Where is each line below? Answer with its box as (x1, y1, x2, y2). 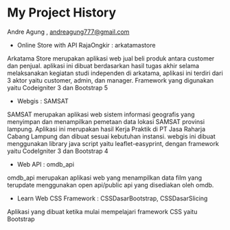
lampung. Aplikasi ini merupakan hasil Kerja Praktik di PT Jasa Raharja (7, 125, 206, 133)
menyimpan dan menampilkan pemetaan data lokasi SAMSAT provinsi (7, 117, 205, 125)
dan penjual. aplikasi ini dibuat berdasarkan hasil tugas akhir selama (7, 61, 200, 70)
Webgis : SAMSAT (16, 96, 69, 105)
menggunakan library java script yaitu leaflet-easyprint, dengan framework (7, 139, 220, 147)
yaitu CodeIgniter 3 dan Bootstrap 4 (7, 147, 108, 155)
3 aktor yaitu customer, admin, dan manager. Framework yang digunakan (7, 76, 214, 84)
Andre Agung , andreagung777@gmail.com (7, 28, 130, 36)
